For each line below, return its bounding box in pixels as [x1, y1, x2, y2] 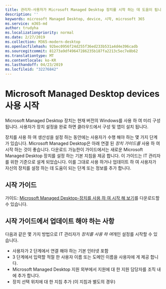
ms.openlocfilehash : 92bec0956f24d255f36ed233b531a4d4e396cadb [5, 44, 138, 49]
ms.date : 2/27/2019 [5, 35, 45, 40]
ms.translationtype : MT [5, 53, 54, 58]
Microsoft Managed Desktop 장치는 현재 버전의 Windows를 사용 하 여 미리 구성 [5, 117, 161, 124]
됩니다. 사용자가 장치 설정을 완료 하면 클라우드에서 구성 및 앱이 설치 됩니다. [5, 124, 149, 129]
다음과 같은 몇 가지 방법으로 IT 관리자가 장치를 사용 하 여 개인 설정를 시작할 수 [5, 231, 153, 237]
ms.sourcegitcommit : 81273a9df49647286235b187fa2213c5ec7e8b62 [5, 48, 138, 53]
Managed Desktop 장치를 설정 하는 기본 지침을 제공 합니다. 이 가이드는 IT [5, 153, 148, 159]
